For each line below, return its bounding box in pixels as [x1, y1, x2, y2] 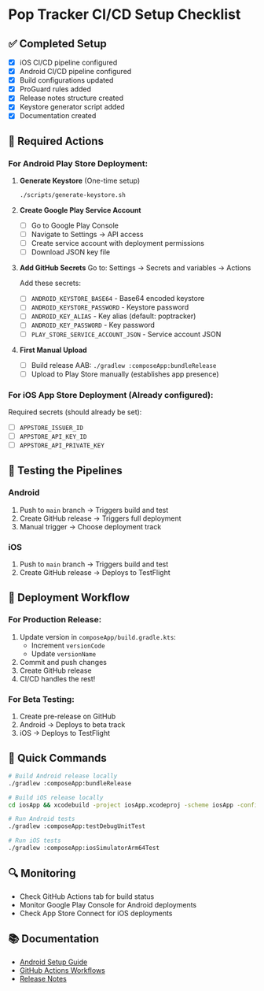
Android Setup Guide [19, 957, 88, 967]
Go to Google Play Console [31, 221, 119, 230]
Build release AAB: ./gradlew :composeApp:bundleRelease [31, 360, 217, 369]
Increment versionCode [31, 640, 105, 650]
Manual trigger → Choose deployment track [19, 521, 162, 531]
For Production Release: [8, 614, 102, 625]
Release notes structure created [19, 93, 124, 103]
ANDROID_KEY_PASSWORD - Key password [31, 321, 156, 330]
